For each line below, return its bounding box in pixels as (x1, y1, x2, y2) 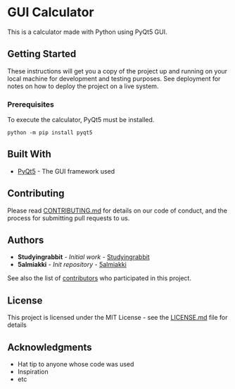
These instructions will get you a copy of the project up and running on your (7, 66, 227, 75)
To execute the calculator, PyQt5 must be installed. (7, 116, 155, 124)
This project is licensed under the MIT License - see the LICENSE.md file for (7, 313, 228, 322)
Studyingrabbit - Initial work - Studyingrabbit (17, 253, 150, 261)
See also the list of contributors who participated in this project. (7, 274, 192, 282)
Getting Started (7, 48, 77, 60)
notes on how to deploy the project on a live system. (7, 82, 159, 90)
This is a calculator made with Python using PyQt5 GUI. (7, 28, 167, 36)
